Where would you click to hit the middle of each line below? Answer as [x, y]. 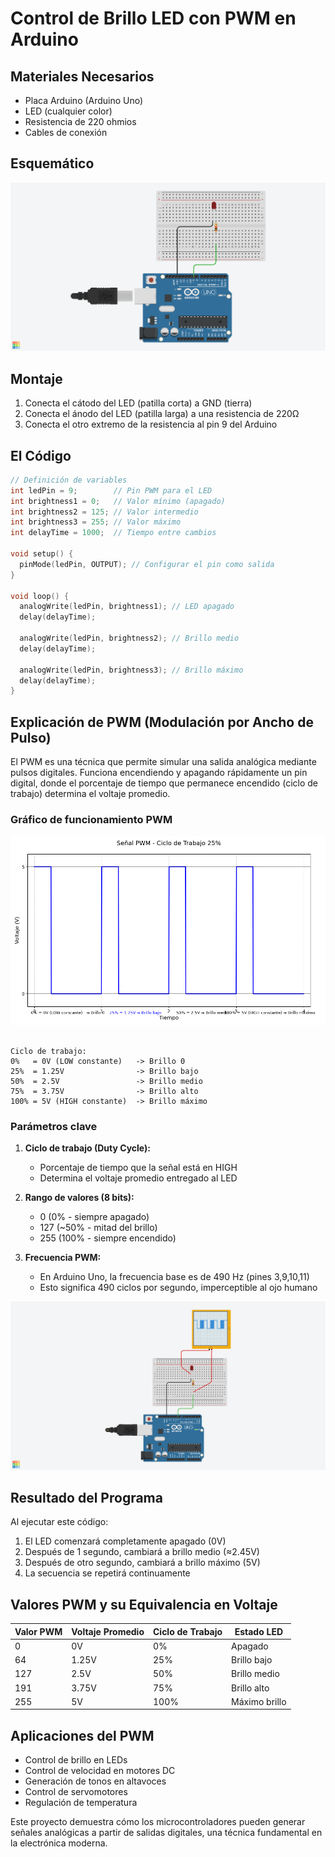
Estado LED [259, 1631]
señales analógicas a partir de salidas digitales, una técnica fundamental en [166, 1833]
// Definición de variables [69, 480]
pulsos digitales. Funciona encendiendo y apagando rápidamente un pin [159, 773]
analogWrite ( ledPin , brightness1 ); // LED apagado [127, 607]
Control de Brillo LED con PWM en [153, 18]
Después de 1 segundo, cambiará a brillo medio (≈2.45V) [142, 1552]
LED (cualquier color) [68, 111]
